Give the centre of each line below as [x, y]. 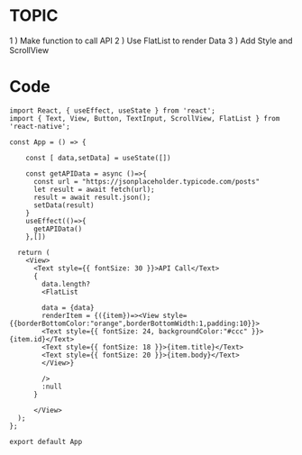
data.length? [66, 284]
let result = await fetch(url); [94, 189]
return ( [34, 252]
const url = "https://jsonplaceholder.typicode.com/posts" [146, 181]
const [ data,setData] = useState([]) [98, 158]
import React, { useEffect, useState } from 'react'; [113, 110]
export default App [46, 441]
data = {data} [68, 307]
